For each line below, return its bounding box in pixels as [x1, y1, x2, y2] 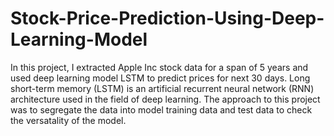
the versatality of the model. [10, 114, 127, 126]
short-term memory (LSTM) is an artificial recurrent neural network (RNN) [10, 82, 315, 94]
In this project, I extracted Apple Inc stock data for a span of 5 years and [10, 61, 309, 73]
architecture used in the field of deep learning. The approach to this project [10, 93, 321, 105]
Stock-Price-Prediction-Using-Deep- [10, 7, 325, 30]
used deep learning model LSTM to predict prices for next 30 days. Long [10, 72, 311, 84]
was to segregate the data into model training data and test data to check [10, 103, 313, 116]
